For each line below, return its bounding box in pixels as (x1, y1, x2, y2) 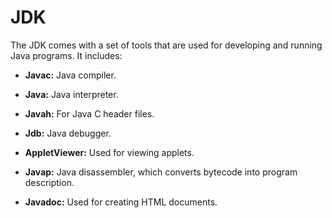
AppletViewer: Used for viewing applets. (24, 146, 195, 158)
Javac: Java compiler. (24, 69, 117, 81)
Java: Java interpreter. (24, 88, 119, 100)
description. (24, 176, 75, 188)
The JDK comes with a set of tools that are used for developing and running (10, 39, 323, 51)
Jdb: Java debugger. (24, 127, 112, 139)
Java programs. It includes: (10, 49, 123, 61)
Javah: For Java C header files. (24, 107, 155, 120)
